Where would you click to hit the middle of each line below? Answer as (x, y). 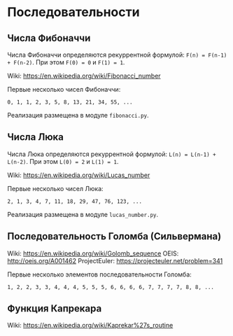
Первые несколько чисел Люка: (55, 188)
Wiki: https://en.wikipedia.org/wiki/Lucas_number (79, 175)
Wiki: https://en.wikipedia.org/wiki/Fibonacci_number (84, 76)
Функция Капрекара (55, 309)
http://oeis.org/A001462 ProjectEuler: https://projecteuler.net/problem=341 (115, 260)
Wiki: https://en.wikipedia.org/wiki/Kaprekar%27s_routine (90, 325)
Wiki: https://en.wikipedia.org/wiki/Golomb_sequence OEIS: (93, 253)
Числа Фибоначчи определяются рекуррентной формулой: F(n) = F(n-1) (117, 55)
